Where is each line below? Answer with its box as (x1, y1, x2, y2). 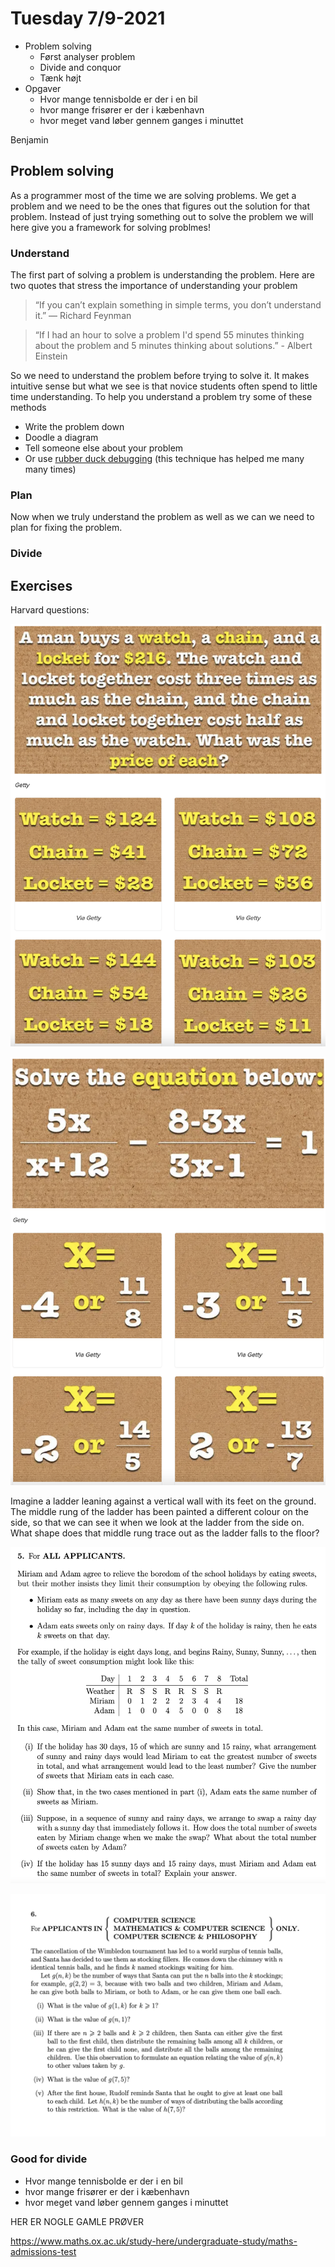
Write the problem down (24, 421, 125, 433)
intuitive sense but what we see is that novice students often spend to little (10, 380, 318, 392)
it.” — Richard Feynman (34, 310, 132, 322)
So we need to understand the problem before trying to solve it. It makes (10, 370, 310, 382)
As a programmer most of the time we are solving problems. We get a (10, 189, 297, 201)
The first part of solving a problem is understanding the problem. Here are (10, 269, 315, 281)
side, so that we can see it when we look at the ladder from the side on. (10, 1516, 305, 1528)
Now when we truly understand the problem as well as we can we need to (10, 511, 315, 523)
